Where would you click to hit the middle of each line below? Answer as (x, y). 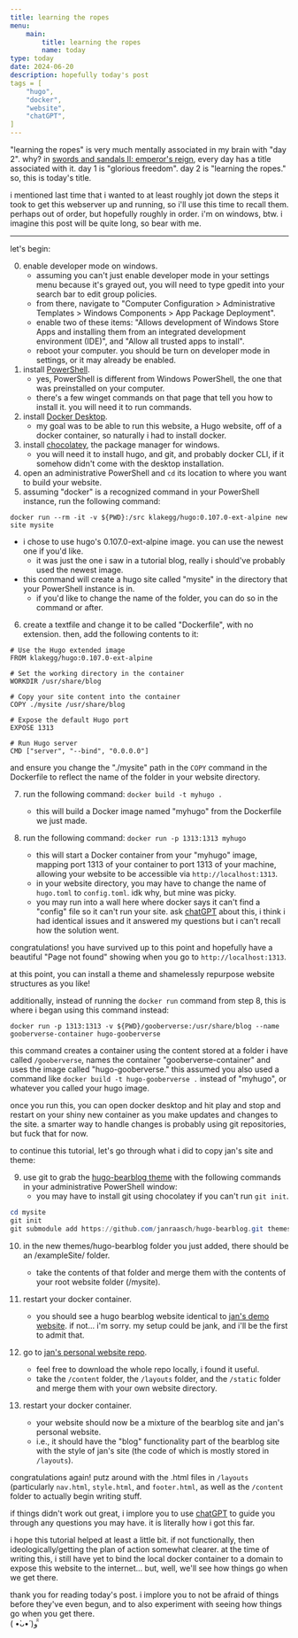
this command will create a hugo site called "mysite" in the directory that (155, 579)
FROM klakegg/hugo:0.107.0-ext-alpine (81, 658)
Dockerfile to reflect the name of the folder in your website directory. (135, 777)
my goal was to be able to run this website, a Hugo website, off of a (159, 426)
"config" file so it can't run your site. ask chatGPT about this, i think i (160, 912)
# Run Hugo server (44, 743)
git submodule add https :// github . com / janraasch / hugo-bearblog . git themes (151, 1229)
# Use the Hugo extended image (68, 650)
